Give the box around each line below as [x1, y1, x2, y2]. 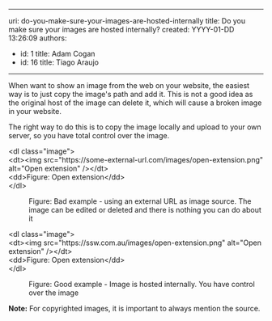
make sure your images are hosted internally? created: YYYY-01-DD [8, 25, 235, 34]
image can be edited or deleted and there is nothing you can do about [28, 205, 261, 214]
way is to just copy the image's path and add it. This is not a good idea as [8, 90, 253, 99]
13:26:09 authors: [8, 33, 67, 43]
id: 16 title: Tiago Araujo [19, 57, 100, 67]
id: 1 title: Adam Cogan [19, 49, 96, 58]
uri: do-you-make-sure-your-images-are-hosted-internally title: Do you [8, 16, 246, 25]
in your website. [8, 107, 62, 116]
